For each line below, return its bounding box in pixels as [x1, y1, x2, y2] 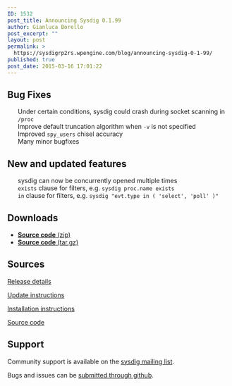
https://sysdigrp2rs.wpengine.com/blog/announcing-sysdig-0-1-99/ [13, 50, 213, 57]
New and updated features [7, 158, 127, 170]
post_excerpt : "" [7, 30, 59, 37]
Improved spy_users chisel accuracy [17, 130, 123, 138]
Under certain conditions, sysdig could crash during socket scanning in [17, 107, 226, 116]
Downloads [7, 212, 59, 224]
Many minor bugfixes [17, 137, 80, 146]
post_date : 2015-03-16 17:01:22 [7, 63, 102, 70]
